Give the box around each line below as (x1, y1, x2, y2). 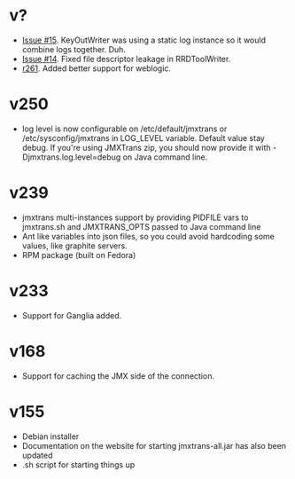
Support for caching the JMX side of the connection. (21, 370, 215, 381)
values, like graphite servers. (21, 240, 128, 251)
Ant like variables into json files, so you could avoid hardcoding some (21, 231, 275, 241)
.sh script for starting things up (21, 459, 136, 470)
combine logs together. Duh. (21, 43, 127, 54)
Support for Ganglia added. (21, 310, 122, 320)
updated (21, 450, 53, 460)
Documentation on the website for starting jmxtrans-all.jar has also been (21, 440, 286, 451)
